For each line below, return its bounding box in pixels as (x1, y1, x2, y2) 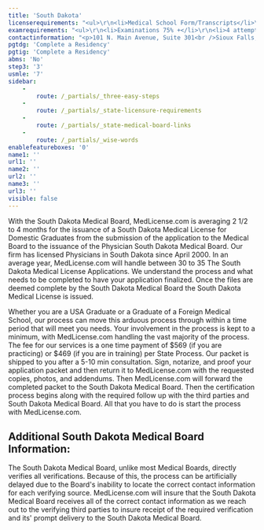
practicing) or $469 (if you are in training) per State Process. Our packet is (8, 348, 249, 358)
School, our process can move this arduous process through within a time (8, 315, 247, 324)
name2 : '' (8, 165, 41, 173)
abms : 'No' (8, 56, 44, 64)
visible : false (8, 195, 58, 202)
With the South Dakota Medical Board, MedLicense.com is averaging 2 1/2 (8, 216, 248, 225)
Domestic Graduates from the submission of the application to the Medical (8, 233, 249, 243)
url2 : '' (8, 172, 37, 181)
